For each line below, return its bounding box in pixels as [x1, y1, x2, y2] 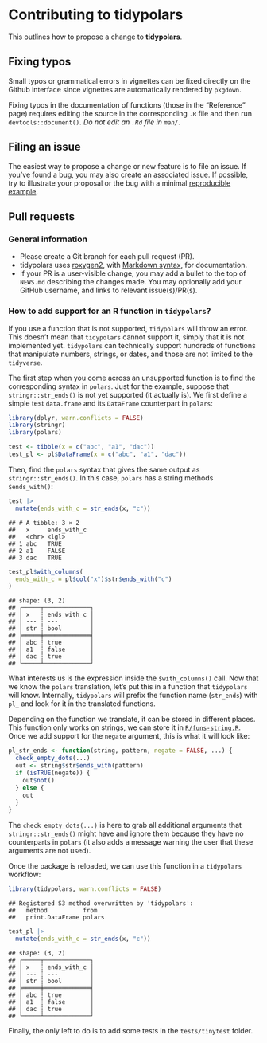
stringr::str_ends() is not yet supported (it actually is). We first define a [8, 390, 248, 399]
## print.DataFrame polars [8, 914, 105, 922]
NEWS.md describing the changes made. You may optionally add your [19, 277, 242, 287]
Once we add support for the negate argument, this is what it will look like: [8, 731, 250, 741]
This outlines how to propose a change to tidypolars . [8, 32, 183, 41]
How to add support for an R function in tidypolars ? [8, 305, 211, 316]
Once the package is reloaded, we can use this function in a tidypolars [8, 861, 242, 871]
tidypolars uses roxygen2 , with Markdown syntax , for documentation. [19, 261, 248, 270]
